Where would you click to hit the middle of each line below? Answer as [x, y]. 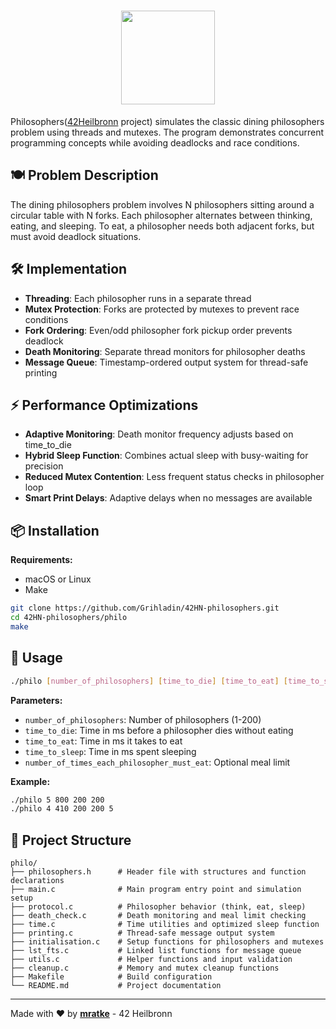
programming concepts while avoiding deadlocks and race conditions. [155, 142]
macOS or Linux [58, 579]
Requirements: [41, 560]
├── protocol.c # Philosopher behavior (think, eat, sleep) [158, 907]
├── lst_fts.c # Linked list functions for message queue [156, 951]
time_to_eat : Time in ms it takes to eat [103, 741]
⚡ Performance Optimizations [104, 405]
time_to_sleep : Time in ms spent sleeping [110, 751]
